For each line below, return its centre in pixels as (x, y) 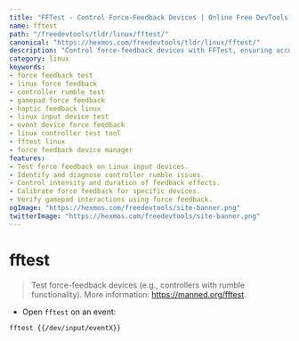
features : (28, 158)
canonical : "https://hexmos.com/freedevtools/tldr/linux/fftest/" (135, 42)
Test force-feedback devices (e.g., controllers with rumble (138, 285)
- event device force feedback (67, 126)
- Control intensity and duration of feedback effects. (115, 183)
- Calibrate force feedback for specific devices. (105, 191)
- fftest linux (37, 142)
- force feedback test (51, 76)
